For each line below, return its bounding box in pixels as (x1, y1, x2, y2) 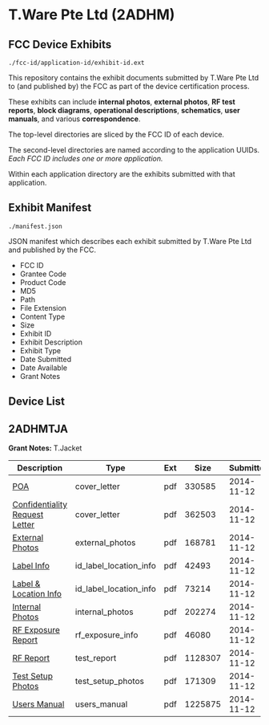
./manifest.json (8, 222, 62, 230)
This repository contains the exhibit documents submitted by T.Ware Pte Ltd (8, 73, 259, 82)
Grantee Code (19, 269, 66, 279)
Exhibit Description (19, 337, 82, 347)
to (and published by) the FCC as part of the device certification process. (8, 82, 250, 91)
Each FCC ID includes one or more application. (8, 154, 163, 163)
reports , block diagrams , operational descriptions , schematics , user (8, 106, 240, 115)
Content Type (19, 312, 66, 321)
